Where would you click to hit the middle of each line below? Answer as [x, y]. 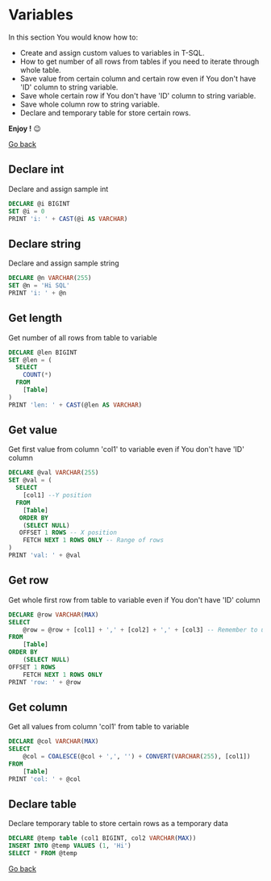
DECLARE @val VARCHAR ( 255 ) [54, 473]
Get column [38, 707]
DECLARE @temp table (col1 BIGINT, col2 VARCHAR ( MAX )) [102, 838]
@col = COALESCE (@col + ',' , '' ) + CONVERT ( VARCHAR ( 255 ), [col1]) [137, 757]
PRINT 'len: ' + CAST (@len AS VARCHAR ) [75, 405]
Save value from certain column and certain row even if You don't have [138, 78]
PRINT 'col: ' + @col [45, 779]
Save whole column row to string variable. [90, 104]
